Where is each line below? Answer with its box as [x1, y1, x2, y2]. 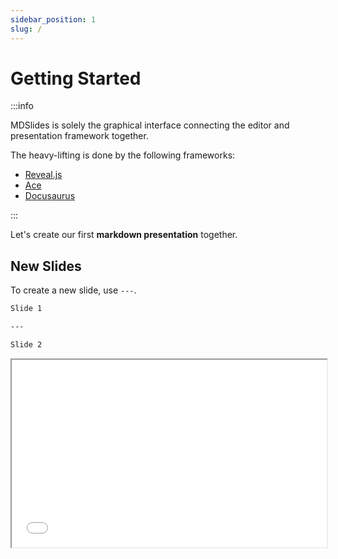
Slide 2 [10, 340, 43, 350]
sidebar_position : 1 [10, 14, 97, 25]
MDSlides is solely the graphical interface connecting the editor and [10, 119, 290, 131]
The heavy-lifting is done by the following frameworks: [10, 149, 236, 161]
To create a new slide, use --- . [10, 284, 137, 296]
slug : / [10, 24, 43, 34]
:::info [10, 100, 34, 112]
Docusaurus [24, 190, 76, 202]
